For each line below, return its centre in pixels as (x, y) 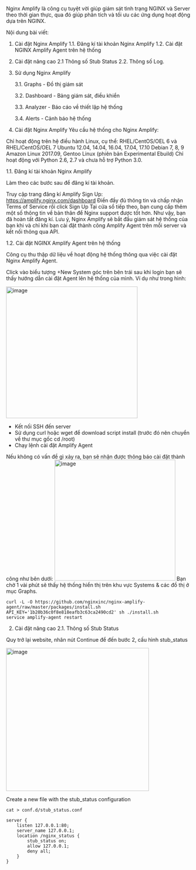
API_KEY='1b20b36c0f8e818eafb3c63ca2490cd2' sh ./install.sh (82, 612)
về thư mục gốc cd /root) (45, 439)
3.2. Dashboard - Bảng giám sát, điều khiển (67, 96)
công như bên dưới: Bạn (96, 579)
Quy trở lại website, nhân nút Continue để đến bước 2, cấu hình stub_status (97, 640)
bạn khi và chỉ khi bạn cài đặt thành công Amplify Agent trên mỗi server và (96, 225)
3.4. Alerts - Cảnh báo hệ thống (53, 118)
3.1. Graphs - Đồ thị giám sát (49, 84)
